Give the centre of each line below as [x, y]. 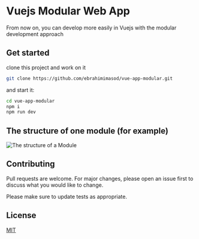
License [21, 215]
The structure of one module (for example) [88, 131]
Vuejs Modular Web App [68, 11]
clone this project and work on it [46, 67]
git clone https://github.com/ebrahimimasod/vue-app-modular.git [89, 78]
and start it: [20, 90]
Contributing [31, 164]
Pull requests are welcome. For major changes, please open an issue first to [100, 178]
